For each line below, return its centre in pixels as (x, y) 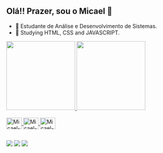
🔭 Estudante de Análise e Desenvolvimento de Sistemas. (86, 26)
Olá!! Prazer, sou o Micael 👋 (60, 11)
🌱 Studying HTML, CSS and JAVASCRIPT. (67, 32)
